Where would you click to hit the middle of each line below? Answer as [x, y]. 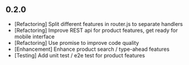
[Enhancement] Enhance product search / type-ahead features [92, 49]
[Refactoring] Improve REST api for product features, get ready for [96, 30]
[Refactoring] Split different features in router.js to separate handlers [98, 24]
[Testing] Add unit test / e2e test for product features [80, 55]
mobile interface [34, 36]
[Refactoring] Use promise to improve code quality [77, 43]
